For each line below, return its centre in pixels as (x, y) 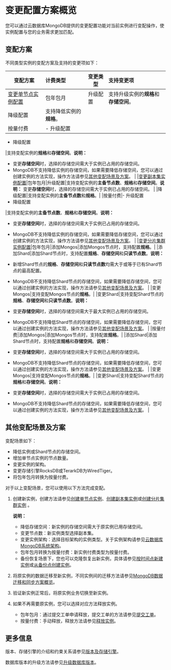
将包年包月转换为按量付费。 (42, 477)
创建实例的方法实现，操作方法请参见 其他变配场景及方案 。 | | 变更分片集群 (89, 240)
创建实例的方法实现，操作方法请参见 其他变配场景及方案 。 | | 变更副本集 (87, 176)
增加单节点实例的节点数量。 (42, 458)
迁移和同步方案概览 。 (35, 582)
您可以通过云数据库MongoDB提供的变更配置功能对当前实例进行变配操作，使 (85, 25)
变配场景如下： (21, 440)
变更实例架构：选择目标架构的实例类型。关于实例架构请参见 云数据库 (92, 539)
